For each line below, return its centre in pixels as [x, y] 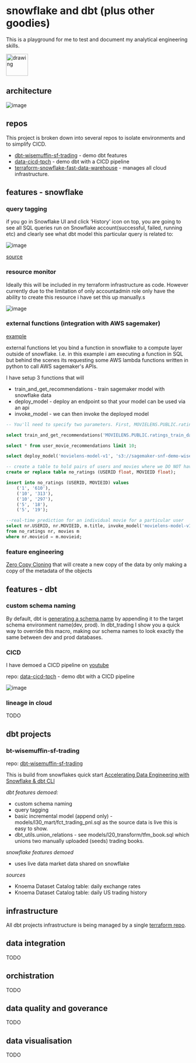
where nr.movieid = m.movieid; [44, 536]
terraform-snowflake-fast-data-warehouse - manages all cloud [90, 167]
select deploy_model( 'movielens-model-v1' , [60, 456]
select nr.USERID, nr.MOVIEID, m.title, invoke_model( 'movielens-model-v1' [100, 526]
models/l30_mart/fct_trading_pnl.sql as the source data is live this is [96, 823]
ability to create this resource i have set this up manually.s [76, 297]
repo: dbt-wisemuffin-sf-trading [45, 763]
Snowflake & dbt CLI [31, 781]
